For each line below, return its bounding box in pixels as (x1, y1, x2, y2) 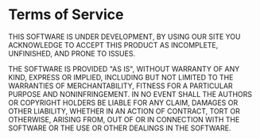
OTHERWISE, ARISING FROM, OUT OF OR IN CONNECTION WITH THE (8, 114, 240, 124)
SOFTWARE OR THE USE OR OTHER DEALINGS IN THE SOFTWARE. (8, 123, 231, 133)
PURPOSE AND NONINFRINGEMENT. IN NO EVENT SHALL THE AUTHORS (8, 89, 253, 98)
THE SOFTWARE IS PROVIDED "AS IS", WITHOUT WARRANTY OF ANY (8, 64, 240, 73)
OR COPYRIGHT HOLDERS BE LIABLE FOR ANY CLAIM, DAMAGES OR (8, 98, 239, 107)
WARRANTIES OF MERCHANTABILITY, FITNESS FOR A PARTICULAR (8, 81, 233, 91)
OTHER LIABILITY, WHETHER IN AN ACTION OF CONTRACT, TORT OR (8, 106, 240, 116)
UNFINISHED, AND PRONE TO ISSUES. (8, 48, 136, 58)
